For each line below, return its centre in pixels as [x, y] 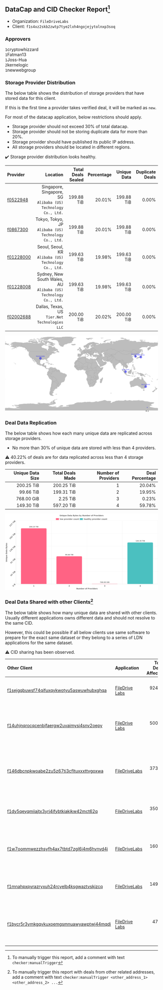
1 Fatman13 [16, 55]
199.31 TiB [65, 492]
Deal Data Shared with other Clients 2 [49, 601]
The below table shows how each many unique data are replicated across [79, 433]
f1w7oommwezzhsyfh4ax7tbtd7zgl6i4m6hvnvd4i [57, 849]
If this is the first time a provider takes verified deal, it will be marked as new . [81, 108]
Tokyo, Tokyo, [49, 219]
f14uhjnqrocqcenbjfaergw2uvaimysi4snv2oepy [55, 726]
